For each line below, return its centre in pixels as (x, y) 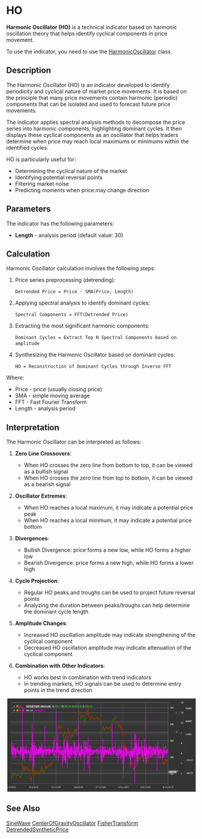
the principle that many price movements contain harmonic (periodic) (92, 97)
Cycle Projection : (37, 581)
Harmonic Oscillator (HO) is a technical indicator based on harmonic (92, 27)
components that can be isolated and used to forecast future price (88, 104)
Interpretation (33, 427)
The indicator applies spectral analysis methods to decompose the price (96, 122)
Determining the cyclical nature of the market (71, 171)
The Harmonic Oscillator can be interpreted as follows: (74, 442)
